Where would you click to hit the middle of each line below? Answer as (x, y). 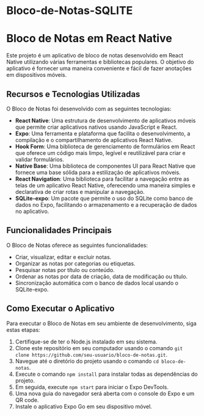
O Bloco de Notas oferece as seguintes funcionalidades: (77, 245)
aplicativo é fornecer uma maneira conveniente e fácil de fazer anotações (99, 68)
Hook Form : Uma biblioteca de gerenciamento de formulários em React (105, 146)
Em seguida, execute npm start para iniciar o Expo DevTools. (92, 387)
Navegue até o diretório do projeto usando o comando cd (87, 361)
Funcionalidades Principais (59, 230)
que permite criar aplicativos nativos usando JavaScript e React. (96, 127)
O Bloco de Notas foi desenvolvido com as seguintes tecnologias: (89, 109)
